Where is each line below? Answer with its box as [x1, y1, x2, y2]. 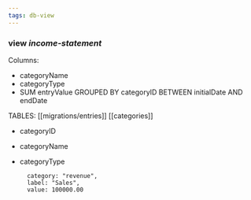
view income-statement [8, 37, 102, 48]
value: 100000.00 [27, 186, 84, 194]
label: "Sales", [27, 179, 80, 187]
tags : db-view [8, 11, 55, 20]
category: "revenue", [27, 172, 98, 180]
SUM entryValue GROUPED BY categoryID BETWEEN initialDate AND [19, 87, 243, 97]
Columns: [8, 55, 39, 65]
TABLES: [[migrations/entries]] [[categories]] [8, 111, 153, 120]
